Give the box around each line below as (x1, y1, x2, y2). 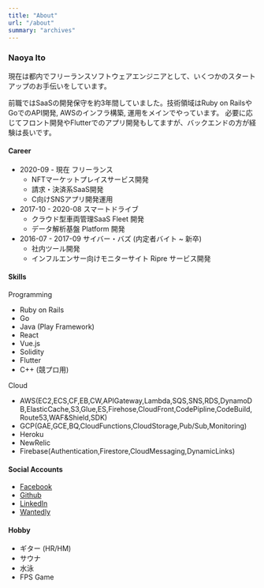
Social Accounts (8, 464, 63, 474)
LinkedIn (19, 499, 48, 508)
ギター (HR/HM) (19, 544, 72, 553)
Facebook (19, 482, 53, 492)
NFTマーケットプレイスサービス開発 (31, 175, 150, 184)
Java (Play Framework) (19, 322, 95, 332)
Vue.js (19, 339, 41, 349)
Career (8, 146, 32, 156)
